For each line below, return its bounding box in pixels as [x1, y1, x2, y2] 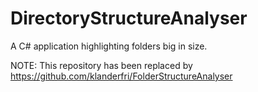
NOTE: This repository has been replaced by [10, 59, 193, 71]
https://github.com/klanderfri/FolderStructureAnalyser [10, 70, 233, 82]
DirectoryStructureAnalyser [10, 7, 248, 30]
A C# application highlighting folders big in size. [10, 40, 208, 52]
